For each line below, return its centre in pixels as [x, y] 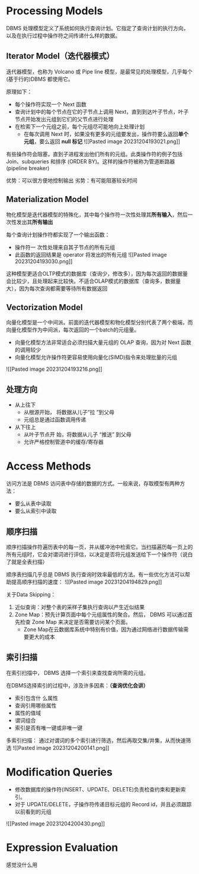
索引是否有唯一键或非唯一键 [49, 728]
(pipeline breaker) [28, 168]
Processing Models [54, 11]
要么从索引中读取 [36, 511]
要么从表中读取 [33, 504]
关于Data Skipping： [31, 594]
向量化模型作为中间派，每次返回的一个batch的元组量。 [73, 330]
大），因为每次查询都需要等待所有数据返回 [57, 288]
